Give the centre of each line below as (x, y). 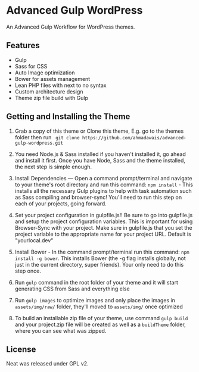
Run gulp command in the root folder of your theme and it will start (97, 282)
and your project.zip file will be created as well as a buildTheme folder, (100, 324)
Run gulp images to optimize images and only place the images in (95, 300)
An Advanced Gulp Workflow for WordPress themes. (71, 27)
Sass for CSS (31, 66)
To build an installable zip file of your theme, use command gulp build (101, 318)
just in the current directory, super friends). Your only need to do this (99, 264)
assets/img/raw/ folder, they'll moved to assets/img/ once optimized (99, 307)
